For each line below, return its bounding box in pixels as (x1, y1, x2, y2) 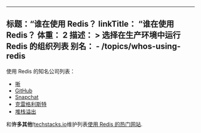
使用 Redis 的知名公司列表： (6, 67, 76, 75)
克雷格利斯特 (14, 100, 47, 107)
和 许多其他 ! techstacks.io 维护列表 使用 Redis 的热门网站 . (6, 120, 142, 128)
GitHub (14, 87, 33, 94)
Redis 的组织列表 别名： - (6, 41, 100, 51)
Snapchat (14, 93, 39, 100)
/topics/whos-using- (101, 41, 181, 51)
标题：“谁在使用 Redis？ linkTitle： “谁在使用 (6, 19, 175, 29)
